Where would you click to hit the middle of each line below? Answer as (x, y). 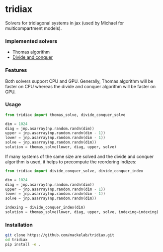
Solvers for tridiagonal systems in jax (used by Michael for (65, 23)
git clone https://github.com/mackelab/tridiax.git (60, 235)
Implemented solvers (31, 41)
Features (16, 70)
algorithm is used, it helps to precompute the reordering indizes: (71, 162)
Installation (19, 225)
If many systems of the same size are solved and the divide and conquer (80, 156)
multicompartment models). (34, 28)
